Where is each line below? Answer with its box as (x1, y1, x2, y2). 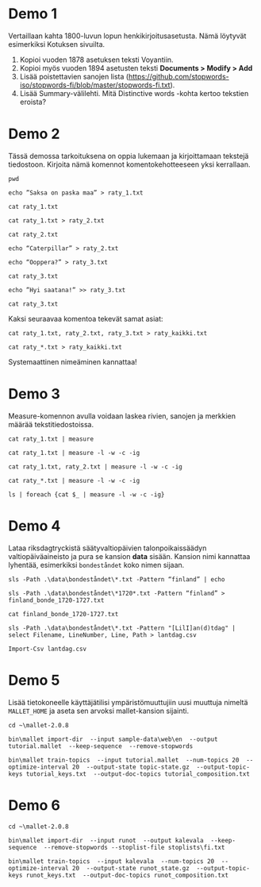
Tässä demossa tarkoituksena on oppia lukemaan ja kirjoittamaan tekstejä (8, 151, 249, 160)
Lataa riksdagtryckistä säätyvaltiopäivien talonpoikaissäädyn (8, 543, 207, 553)
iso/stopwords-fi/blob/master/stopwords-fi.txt (19, 80, 171, 90)
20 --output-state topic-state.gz (71, 763, 190, 771)
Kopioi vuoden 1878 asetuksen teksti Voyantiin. (19, 55, 174, 64)
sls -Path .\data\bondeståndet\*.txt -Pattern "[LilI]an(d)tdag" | (8, 624, 236, 632)
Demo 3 (8, 385, 61, 403)
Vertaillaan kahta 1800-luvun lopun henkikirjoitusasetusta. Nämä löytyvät (8, 31, 247, 40)
